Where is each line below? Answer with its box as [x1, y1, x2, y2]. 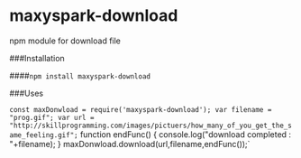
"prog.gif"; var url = [9, 113, 95, 122]
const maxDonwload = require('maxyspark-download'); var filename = [9, 105, 272, 114]
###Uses [9, 88, 43, 98]
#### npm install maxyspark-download [9, 70, 151, 81]
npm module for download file [9, 35, 122, 46]
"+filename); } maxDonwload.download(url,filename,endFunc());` [9, 138, 251, 149]
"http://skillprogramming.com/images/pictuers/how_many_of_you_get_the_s [9, 121, 293, 130]
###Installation [9, 52, 65, 63]
